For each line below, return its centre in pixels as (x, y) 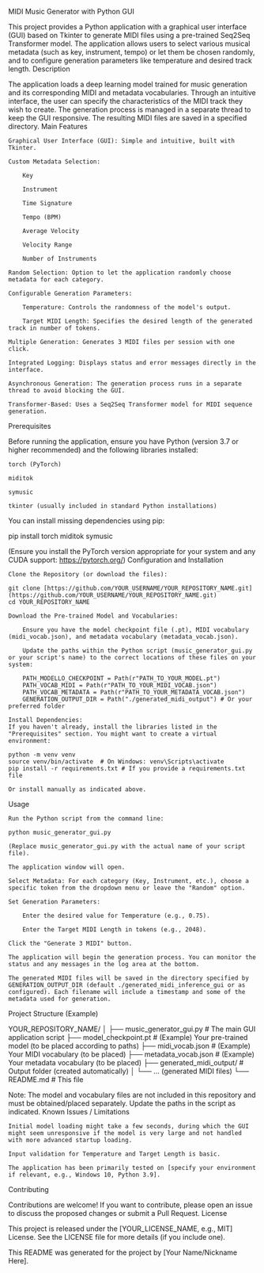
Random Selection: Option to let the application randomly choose (120, 273)
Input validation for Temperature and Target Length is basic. (115, 1154)
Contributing (28, 1189)
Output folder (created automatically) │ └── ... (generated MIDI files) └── (128, 1071)
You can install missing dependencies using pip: (87, 521)
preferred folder (37, 706)
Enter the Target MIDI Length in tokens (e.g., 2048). (115, 930)
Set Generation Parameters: (55, 902)
